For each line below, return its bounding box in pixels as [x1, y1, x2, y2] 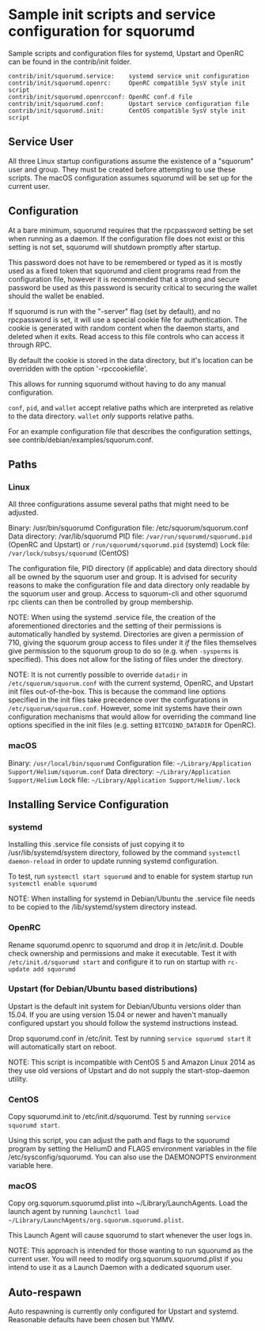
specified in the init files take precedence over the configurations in [8, 695, 229, 705]
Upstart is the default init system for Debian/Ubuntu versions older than [8, 1001, 241, 1011]
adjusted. [8, 508, 39, 517]
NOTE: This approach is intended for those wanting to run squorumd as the [8, 1246, 253, 1255]
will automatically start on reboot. [8, 1042, 117, 1051]
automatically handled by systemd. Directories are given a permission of [8, 630, 244, 639]
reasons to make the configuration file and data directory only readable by [8, 580, 251, 590]
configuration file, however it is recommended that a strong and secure [8, 274, 240, 284]
